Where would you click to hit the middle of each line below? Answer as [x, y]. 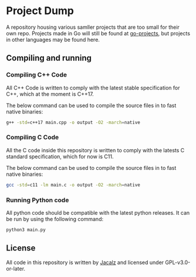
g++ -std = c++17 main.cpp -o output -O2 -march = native [73, 122]
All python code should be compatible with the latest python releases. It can [98, 212]
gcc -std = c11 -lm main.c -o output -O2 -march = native [73, 185]
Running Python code [38, 200]
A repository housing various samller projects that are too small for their [93, 27]
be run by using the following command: [55, 219]
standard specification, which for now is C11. [60, 156]
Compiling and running [49, 58]
